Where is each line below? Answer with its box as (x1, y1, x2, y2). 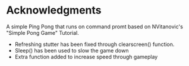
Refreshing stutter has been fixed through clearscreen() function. (14, 41, 175, 48)
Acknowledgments (6, 4, 102, 17)
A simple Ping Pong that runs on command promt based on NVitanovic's (6, 23, 183, 30)
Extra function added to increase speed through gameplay (14, 53, 158, 60)
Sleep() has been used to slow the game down (14, 47, 129, 54)
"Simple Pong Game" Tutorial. (6, 29, 79, 36)
